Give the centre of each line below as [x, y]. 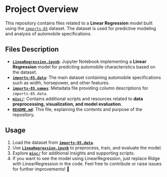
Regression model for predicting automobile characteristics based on [84, 66]
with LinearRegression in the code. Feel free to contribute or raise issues [87, 163]
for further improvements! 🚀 [41, 169]
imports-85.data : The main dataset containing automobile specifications [86, 77]
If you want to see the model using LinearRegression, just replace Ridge [86, 158]
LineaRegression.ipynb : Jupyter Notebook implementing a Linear [79, 61]
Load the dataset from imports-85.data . [53, 142]
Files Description [32, 49]
